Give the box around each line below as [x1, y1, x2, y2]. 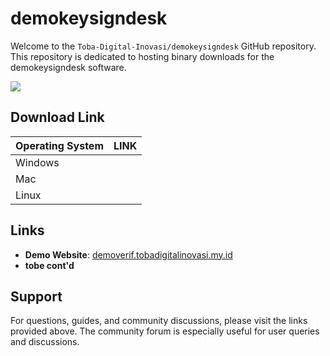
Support [10, 288, 63, 305]
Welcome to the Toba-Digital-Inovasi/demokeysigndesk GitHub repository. [10, 40, 317, 52]
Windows [15, 155, 60, 169]
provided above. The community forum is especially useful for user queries [10, 325, 320, 337]
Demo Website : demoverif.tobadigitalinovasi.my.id [24, 248, 233, 261]
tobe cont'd [24, 259, 75, 271]
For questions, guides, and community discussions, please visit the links [10, 315, 308, 327]
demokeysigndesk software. [10, 61, 127, 73]
